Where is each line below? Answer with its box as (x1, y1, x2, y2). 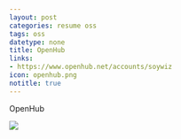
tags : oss (9, 29, 46, 38)
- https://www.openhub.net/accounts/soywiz (9, 63, 173, 72)
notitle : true (9, 79, 62, 88)
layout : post (9, 12, 58, 22)
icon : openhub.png (9, 71, 77, 80)
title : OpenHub (9, 46, 66, 55)
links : (9, 54, 34, 63)
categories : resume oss (9, 21, 98, 30)
